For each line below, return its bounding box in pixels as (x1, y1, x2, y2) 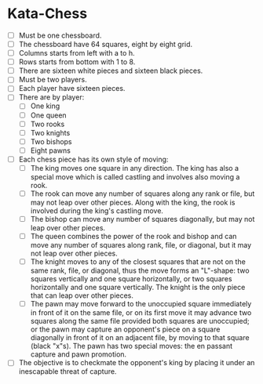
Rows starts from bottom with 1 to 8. (18, 57, 136, 67)
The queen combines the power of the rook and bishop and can (30, 232, 237, 241)
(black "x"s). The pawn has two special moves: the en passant (30, 342, 233, 351)
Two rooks (30, 119, 65, 129)
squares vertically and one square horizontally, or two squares (30, 274, 232, 284)
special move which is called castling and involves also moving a (30, 172, 240, 181)
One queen (30, 110, 68, 120)
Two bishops (30, 136, 72, 146)
